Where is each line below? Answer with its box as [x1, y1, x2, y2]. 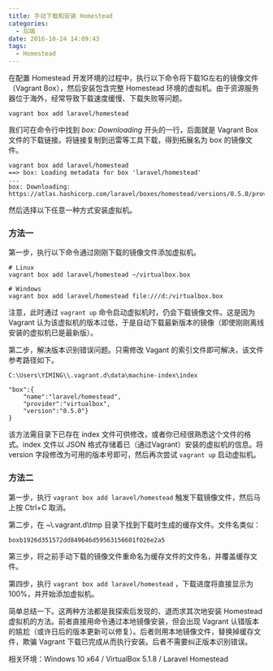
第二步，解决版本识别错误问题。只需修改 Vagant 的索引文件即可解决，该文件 [8, 345, 264, 355]
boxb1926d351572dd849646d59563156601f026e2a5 [8, 536, 165, 544]
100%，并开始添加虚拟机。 [8, 589, 99, 599]
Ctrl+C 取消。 [24, 502, 71, 512]
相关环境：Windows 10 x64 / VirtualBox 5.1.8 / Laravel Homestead [8, 654, 229, 664]
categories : [8, 20, 49, 28]
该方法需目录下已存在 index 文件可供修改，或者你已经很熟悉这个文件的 [8, 429, 245, 439]
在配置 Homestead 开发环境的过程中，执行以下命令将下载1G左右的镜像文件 [8, 73, 258, 82]
